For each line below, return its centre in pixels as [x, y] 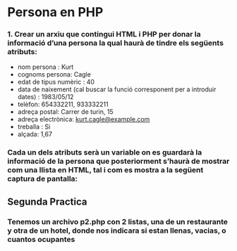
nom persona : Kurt [45, 67]
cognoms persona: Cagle [54, 75]
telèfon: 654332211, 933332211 [63, 104]
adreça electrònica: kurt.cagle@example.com [84, 120]
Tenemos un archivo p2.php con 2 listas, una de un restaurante [117, 221]
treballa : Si [34, 127]
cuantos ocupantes [41, 239]
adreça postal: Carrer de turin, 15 [66, 112]
